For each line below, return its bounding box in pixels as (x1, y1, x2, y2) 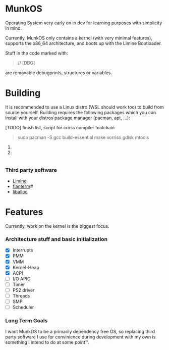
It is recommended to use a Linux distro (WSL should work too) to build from (5, 104, 164, 110)
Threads (12, 292, 30, 298)
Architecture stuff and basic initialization (5, 236, 107, 243)
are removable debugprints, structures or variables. (5, 69, 112, 76)
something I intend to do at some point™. (5, 339, 89, 345)
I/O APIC (12, 276, 31, 282)
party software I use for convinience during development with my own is (5, 334, 156, 340)
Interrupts (12, 247, 33, 253)
